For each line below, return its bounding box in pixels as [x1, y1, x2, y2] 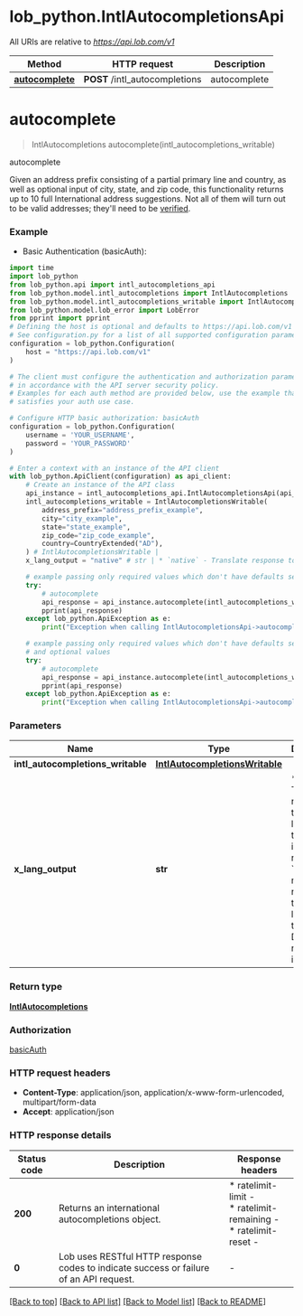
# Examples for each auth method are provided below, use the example [9, 389, 280, 399]
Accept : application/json [22, 1106, 115, 1117]
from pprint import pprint [9, 314, 111, 323]
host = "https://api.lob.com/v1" [25, 347, 151, 356]
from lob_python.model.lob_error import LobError [9, 305, 200, 315]
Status [17, 1152, 47, 1165]
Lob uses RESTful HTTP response [58, 1250, 203, 1263]
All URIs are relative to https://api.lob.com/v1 [9, 36, 175, 47]
